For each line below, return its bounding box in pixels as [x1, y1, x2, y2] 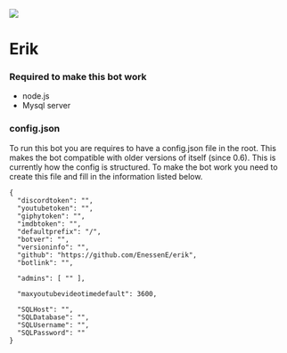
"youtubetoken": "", [17, 204, 94, 213]
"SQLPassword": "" [17, 328, 86, 337]
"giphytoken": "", [17, 212, 86, 221]
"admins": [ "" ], [17, 274, 86, 283]
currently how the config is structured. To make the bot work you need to [9, 161, 278, 172]
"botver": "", [17, 235, 70, 244]
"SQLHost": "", [17, 305, 74, 314]
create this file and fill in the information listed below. [9, 171, 203, 181]
